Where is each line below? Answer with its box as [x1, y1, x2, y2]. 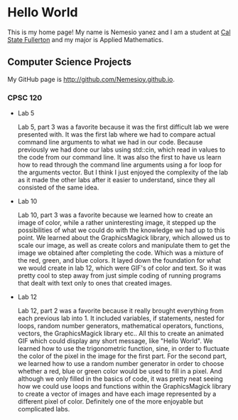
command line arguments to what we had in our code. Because [17, 138, 203, 147]
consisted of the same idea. [17, 183, 99, 192]
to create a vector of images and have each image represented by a [17, 389, 217, 399]
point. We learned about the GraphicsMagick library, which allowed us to [17, 233, 231, 242]
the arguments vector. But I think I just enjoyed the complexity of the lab [17, 168, 229, 177]
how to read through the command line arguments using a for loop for [17, 161, 222, 169]
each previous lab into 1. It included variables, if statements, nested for [17, 314, 225, 322]
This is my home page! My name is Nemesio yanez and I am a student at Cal [7, 28, 231, 36]
